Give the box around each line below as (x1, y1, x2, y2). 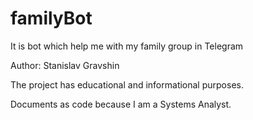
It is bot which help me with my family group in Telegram (10, 40, 244, 52)
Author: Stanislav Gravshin (10, 59, 120, 71)
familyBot (10, 7, 93, 30)
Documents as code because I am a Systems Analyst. (10, 98, 232, 110)
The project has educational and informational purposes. (10, 78, 244, 91)
